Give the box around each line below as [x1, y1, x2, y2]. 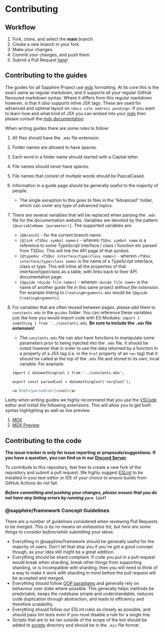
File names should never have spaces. [12, 163, 90, 169]
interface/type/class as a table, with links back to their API [19, 268, 137, 274]
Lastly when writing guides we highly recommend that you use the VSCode [5, 397, 157, 403]
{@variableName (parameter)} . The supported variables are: [12, 222, 133, 228]
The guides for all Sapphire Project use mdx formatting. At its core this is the [5, 84, 159, 90]
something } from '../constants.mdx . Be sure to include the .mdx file [12, 320, 152, 326]
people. [12, 188, 28, 193]
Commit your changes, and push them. [12, 52, 91, 58]
